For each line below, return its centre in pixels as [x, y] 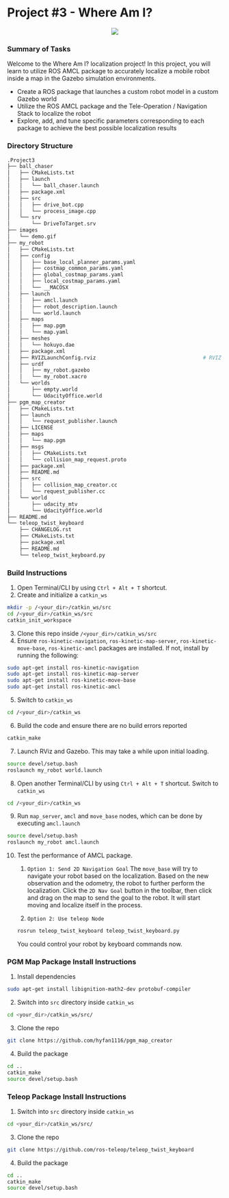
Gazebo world [37, 99]
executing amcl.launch [49, 823]
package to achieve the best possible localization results [97, 128]
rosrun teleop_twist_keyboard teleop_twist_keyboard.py [98, 931]
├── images [23, 230]
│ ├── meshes [29, 339]
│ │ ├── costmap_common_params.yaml [66, 269]
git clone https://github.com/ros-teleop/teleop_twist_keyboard [100, 1149]
